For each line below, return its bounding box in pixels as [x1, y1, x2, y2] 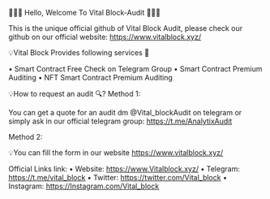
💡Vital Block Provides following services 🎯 [8, 48, 150, 57]
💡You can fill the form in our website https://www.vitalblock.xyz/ [8, 148, 224, 158]
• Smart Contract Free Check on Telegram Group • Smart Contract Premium [8, 64, 263, 73]
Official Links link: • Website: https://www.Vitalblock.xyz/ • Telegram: [8, 164, 241, 174]
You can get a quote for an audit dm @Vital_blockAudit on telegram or [8, 108, 242, 117]
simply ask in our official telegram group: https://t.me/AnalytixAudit [8, 116, 233, 126]
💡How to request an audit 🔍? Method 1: [8, 89, 141, 98]
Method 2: [8, 132, 43, 141]
